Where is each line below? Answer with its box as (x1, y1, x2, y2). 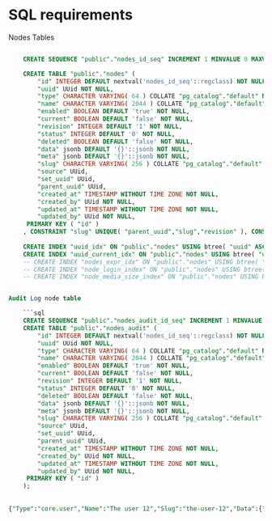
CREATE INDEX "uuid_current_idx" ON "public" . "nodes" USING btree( (23, 250, 255, 258)
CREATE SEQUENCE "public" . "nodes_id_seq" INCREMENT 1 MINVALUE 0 (23, 55, 249, 63)
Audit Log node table (8, 294, 82, 303)
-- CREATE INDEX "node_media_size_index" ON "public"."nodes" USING (23, 273, 259, 281)
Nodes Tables (8, 32, 55, 42)
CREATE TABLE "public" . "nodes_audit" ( (23, 324, 158, 333)
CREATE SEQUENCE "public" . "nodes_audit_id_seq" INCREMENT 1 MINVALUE (23, 317, 263, 325)
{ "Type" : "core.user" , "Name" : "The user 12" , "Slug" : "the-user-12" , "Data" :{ (8, 504, 263, 513)
